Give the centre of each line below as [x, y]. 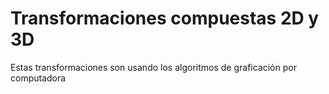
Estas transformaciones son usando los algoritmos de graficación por [153, 67]
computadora [38, 78]
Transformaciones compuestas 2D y [165, 18]
